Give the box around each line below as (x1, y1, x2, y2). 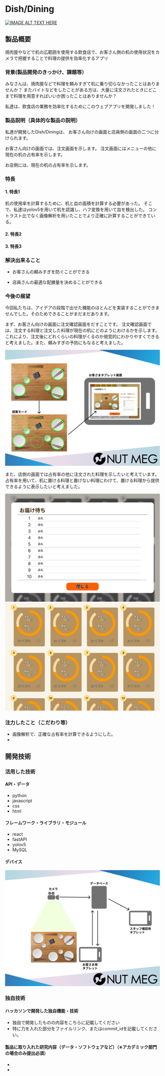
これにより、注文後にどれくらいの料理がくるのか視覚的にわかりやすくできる (5, 334, 160, 340)
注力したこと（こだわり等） (5, 719, 71, 726)
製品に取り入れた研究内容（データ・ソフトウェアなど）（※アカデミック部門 (5, 1044, 157, 1050)
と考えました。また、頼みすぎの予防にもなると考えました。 (5, 340, 126, 346)
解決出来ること (5, 257, 41, 264)
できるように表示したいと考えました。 (5, 484, 82, 489)
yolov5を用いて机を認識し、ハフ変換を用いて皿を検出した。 (26, 207, 147, 213)
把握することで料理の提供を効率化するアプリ (18, 55, 109, 61)
